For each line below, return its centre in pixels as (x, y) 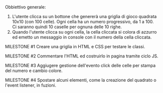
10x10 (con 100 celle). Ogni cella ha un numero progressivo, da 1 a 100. (83, 22)
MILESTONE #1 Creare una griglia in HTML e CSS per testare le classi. (75, 46)
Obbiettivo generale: (26, 7)
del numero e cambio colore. (34, 71)
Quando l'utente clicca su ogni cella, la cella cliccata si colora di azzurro (84, 32)
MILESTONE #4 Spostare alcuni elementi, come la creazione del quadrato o (81, 80)
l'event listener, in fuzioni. (31, 85)
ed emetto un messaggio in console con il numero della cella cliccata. (82, 37)
